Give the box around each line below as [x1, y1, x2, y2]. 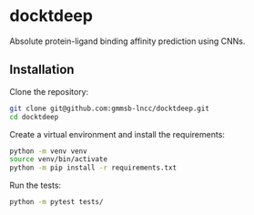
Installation [9, 62, 75, 77]
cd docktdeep [9, 112, 59, 121]
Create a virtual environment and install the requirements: [9, 128, 226, 139]
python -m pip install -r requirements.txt [9, 163, 178, 173]
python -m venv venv [9, 147, 88, 156]
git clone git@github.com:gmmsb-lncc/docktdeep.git [9, 104, 209, 113]
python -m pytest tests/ [9, 198, 104, 207]
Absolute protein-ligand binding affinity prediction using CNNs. [9, 36, 246, 46]
